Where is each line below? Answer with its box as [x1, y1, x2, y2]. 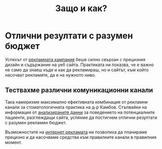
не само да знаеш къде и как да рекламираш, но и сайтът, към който [5, 66, 149, 73]
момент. [5, 139, 23, 145]
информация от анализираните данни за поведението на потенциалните [5, 109, 155, 115]
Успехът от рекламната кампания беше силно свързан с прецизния [5, 56, 146, 62]
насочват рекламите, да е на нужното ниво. [5, 72, 96, 78]
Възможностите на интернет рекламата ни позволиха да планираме [5, 129, 147, 135]
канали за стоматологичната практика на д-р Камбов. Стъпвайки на [5, 104, 147, 110]
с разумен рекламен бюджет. [5, 119, 67, 125]
